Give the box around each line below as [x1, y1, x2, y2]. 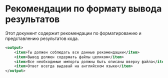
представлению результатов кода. [5, 35, 79, 41]
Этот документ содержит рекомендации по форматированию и [5, 30, 141, 36]
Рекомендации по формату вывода [5, 3, 162, 14]
